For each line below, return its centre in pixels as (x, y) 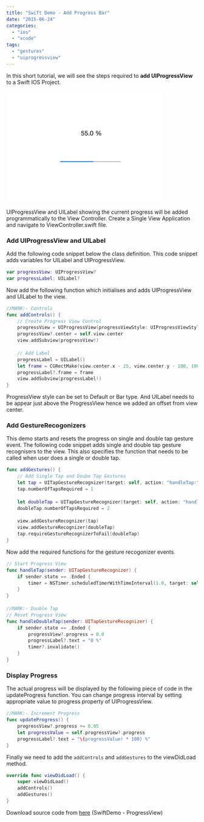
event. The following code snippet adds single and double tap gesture (94, 445)
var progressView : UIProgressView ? (51, 272)
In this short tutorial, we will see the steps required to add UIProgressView (100, 75)
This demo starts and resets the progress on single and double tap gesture (100, 439)
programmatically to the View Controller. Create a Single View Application (98, 218)
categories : (21, 25)
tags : (13, 45)
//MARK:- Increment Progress (43, 713)
